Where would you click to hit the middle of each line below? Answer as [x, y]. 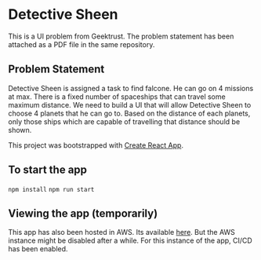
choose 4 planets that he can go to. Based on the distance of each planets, [129, 113]
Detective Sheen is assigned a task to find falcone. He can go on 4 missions [131, 88]
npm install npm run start [51, 189]
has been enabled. [38, 249]
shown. [20, 130]
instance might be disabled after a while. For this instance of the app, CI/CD [130, 240]
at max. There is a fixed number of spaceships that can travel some [117, 97]
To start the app [48, 170]
